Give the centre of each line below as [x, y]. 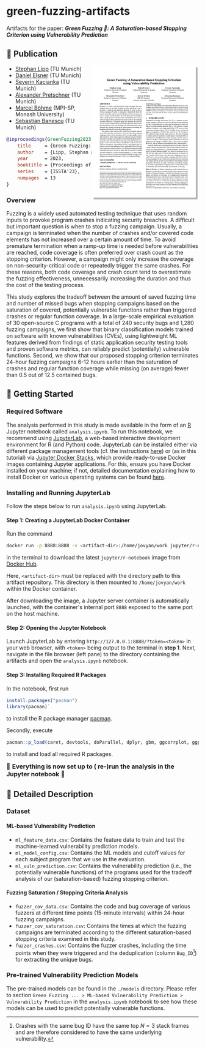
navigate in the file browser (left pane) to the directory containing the [93, 654]
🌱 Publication [32, 54]
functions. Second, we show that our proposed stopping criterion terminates [102, 356]
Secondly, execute [30, 730]
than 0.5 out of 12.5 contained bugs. [52, 375]
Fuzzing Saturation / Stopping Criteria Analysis [67, 893]
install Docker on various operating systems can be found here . [86, 477]
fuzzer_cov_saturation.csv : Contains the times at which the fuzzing [101, 926]
